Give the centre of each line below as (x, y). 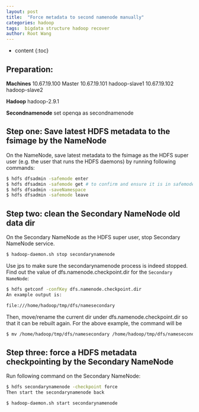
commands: (21, 167)
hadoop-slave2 (25, 90)
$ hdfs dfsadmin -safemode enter (47, 179)
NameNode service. (31, 243)
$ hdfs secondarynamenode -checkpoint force (62, 387)
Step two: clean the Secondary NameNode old (93, 213)
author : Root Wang (29, 34)
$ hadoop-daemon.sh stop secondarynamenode (61, 255)
